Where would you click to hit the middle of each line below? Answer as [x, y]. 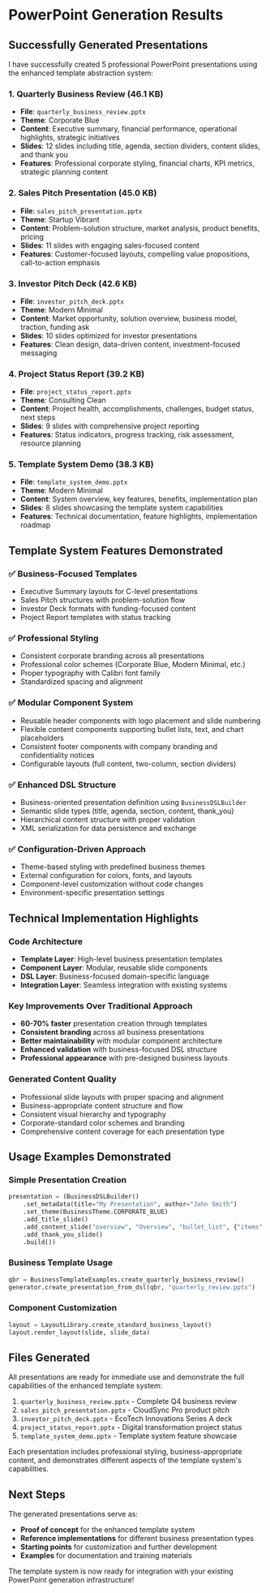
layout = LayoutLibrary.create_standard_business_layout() [110, 1324]
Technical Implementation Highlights [103, 918]
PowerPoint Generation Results [116, 15]
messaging [39, 353]
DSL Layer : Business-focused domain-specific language [114, 976]
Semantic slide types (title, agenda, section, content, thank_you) [127, 811]
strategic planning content [64, 172]
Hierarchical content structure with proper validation [107, 820]
